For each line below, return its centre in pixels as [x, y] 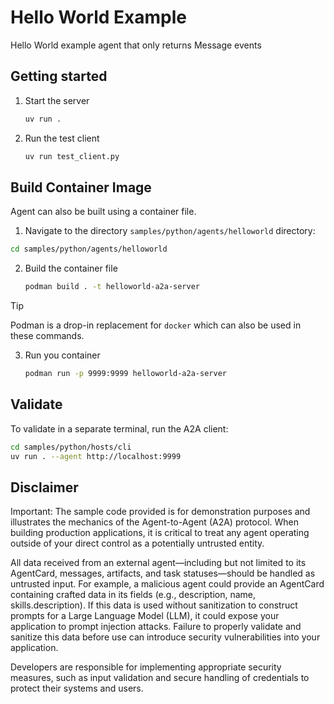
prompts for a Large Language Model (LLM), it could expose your [145, 616]
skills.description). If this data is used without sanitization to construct [154, 605]
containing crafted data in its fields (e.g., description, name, [133, 595]
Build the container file [71, 268]
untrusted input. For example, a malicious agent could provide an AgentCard [167, 584]
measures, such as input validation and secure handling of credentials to [160, 678]
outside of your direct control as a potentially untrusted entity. [137, 543]
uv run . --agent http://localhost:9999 [96, 456]
